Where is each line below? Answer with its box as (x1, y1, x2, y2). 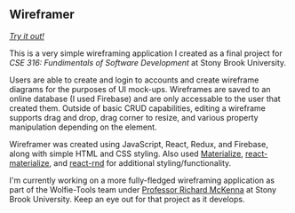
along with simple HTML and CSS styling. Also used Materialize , (9, 148, 244, 159)
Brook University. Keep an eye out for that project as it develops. (9, 193, 245, 204)
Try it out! (9, 30, 44, 41)
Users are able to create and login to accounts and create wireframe (9, 75, 259, 85)
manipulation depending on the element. (9, 122, 157, 132)
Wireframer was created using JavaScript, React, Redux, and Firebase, (9, 138, 268, 149)
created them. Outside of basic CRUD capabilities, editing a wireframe (9, 102, 267, 114)
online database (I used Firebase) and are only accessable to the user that (9, 93, 282, 104)
